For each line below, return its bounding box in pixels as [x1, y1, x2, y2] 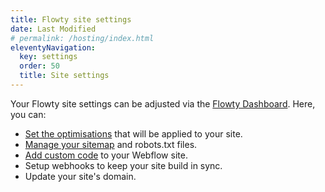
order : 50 [19, 61, 60, 71]
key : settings [19, 52, 78, 62]
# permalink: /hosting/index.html [10, 33, 155, 43]
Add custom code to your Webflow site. [24, 149, 188, 161]
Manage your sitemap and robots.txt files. [24, 138, 198, 150]
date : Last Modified [10, 24, 97, 34]
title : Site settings [19, 71, 110, 81]
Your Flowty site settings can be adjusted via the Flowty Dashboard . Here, [10, 97, 316, 110]
